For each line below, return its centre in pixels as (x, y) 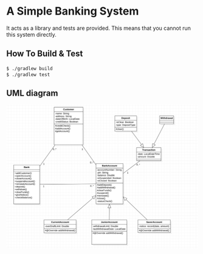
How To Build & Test (45, 54)
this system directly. (31, 34)
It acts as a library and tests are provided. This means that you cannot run (99, 28)
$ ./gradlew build (29, 68)
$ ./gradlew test (28, 74)
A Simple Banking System (73, 11)
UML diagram (32, 93)
